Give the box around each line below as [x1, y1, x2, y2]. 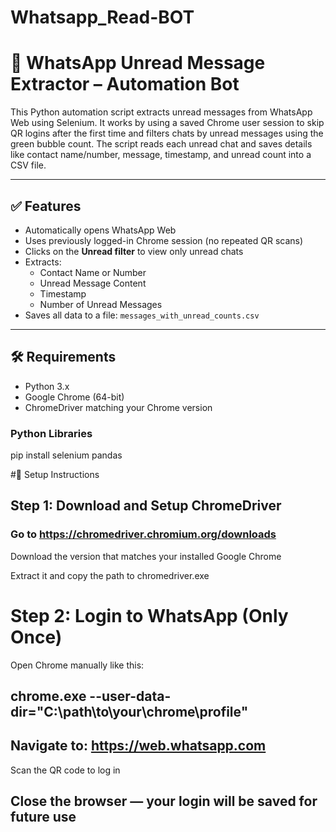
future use [10, 809, 77, 826]
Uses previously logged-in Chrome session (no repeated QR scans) [24, 234, 304, 246]
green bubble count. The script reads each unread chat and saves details [10, 138, 313, 150]
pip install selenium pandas [10, 449, 123, 461]
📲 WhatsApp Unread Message [10, 52, 266, 75]
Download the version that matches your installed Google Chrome [10, 550, 282, 562]
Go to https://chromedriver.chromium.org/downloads [10, 527, 277, 541]
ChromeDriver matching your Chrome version [24, 401, 213, 413]
